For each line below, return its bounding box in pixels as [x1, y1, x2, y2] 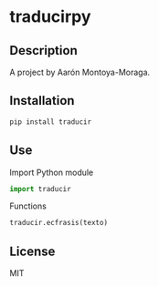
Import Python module [9, 167, 94, 178]
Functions [9, 200, 48, 211]
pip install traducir [9, 117, 92, 127]
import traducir [9, 184, 71, 193]
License [9, 243, 56, 259]
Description [9, 43, 78, 58]
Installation [9, 93, 75, 108]
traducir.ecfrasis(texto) [9, 219, 108, 228]
